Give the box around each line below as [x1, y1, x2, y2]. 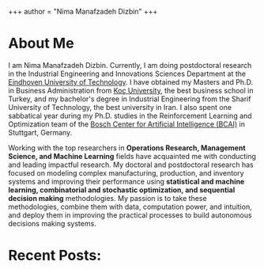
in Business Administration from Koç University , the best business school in [8, 85, 254, 95]
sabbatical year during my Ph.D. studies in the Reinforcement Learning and [8, 111, 252, 120]
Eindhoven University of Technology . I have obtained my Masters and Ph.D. [8, 77, 254, 86]
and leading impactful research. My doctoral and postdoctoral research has [8, 160, 255, 169]
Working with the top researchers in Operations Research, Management [8, 142, 247, 153]
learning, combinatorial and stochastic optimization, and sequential [8, 185, 236, 195]
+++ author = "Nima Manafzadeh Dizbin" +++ [8, 7, 158, 16]
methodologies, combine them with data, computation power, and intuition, [8, 202, 252, 211]
